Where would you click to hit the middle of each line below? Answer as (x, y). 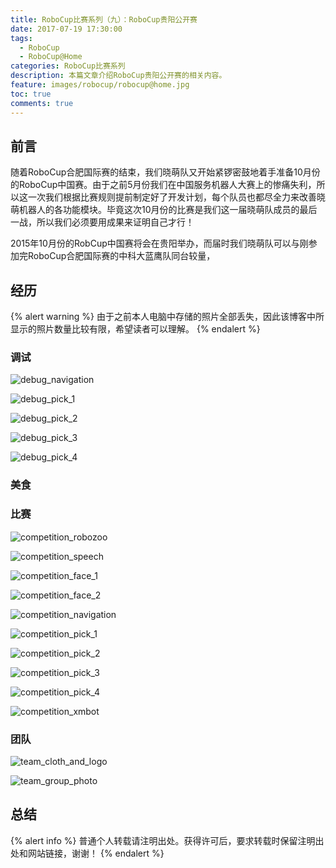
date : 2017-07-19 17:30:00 (66, 29)
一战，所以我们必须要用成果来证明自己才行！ (102, 222)
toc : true (31, 94)
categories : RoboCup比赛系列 (68, 66)
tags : (21, 38)
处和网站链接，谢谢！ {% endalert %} (87, 853)
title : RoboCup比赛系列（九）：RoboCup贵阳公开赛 (104, 19)
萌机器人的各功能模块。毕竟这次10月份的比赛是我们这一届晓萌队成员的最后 (164, 210)
